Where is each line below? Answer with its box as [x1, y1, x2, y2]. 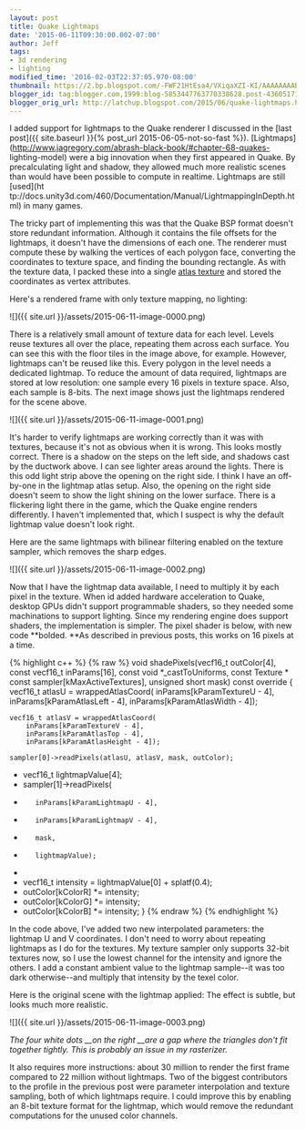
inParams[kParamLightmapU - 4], [35, 799, 158, 808]
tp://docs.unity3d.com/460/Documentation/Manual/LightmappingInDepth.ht [9, 190, 295, 201]
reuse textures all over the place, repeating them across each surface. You [9, 339, 290, 350]
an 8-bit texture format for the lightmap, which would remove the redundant [9, 1101, 294, 1112]
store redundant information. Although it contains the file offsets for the [9, 228, 278, 239]
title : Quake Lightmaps [9, 22, 100, 31]
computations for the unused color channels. [9, 1110, 178, 1121]
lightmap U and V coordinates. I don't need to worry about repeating [9, 933, 266, 944]
